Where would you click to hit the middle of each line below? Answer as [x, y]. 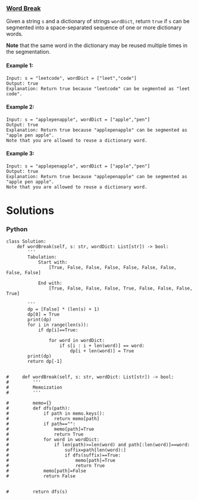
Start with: [53, 263]
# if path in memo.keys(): [56, 414]
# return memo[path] [53, 419]
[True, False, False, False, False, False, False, [113, 268]
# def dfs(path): [38, 409]
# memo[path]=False [46, 471]
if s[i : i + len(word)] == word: [102, 346]
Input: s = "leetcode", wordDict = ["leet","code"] [71, 78]
